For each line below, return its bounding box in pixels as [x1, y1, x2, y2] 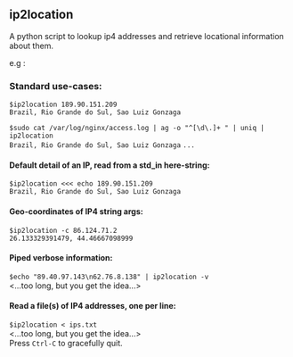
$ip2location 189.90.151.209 [9, 100, 118, 110]
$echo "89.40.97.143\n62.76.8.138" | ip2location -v [9, 272, 209, 281]
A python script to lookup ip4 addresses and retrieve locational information [9, 30, 285, 41]
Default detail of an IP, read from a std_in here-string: [9, 160, 210, 170]
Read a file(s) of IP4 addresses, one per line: [9, 301, 176, 311]
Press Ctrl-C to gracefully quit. [9, 337, 123, 348]
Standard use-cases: [9, 79, 102, 92]
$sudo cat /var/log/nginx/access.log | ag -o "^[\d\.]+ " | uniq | [9, 124, 265, 133]
